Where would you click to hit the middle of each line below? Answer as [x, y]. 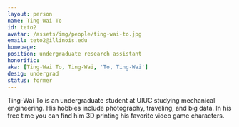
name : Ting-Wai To [35, 21]
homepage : [22, 47]
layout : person [30, 14]
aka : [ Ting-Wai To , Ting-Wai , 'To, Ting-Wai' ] [78, 67]
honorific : [24, 61]
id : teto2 [22, 27]
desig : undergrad [33, 73]
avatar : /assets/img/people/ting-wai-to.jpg [75, 34]
